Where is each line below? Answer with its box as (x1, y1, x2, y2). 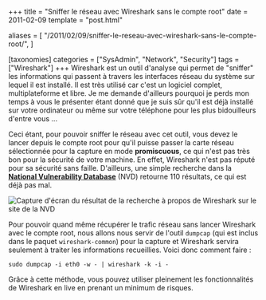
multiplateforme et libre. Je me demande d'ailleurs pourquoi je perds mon (8, 89, 249, 98)
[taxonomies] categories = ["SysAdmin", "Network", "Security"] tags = (8, 55, 240, 64)
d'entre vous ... (8, 114, 58, 123)
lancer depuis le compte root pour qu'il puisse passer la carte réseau (8, 138, 235, 147)
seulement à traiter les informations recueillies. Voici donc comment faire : (8, 245, 252, 255)
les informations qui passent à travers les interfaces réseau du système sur (8, 72, 255, 81)
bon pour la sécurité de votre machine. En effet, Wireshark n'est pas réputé (8, 155, 256, 164)
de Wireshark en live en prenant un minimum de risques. (8, 283, 194, 292)
